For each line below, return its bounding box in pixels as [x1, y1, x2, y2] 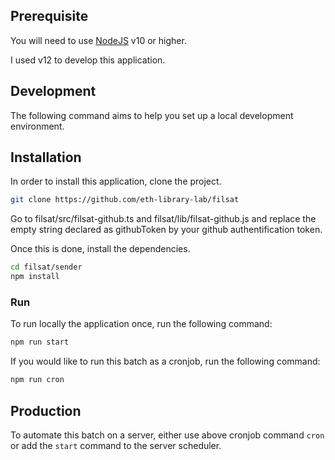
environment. [10, 120, 65, 132]
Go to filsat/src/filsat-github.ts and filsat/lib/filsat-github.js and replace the [10, 213, 317, 225]
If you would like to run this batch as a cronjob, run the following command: [10, 355, 321, 368]
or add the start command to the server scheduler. [10, 439, 222, 451]
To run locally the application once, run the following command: [10, 318, 273, 330]
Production [10, 402, 82, 419]
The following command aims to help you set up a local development [10, 109, 294, 121]
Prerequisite [10, 8, 89, 25]
